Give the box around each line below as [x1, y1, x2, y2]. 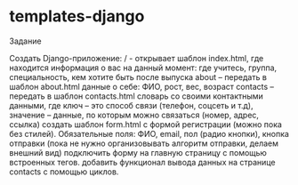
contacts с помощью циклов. [9, 166, 119, 177]
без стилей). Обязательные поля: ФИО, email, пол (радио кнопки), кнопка [9, 128, 289, 139]
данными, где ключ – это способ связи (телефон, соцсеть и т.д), [9, 100, 254, 110]
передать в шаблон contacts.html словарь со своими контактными [9, 91, 264, 101]
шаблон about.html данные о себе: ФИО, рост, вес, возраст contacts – [9, 81, 274, 92]
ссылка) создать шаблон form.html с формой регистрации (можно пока [9, 118, 283, 130]
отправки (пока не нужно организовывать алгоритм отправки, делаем [9, 138, 278, 149]
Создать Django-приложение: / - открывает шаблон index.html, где [9, 52, 264, 63]
